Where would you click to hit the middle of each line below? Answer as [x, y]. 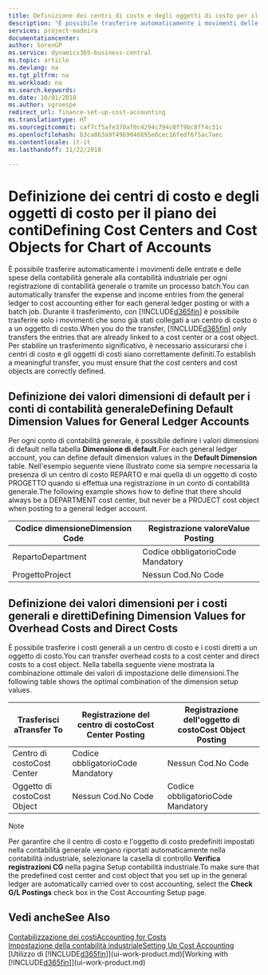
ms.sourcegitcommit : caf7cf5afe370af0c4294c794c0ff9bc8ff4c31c [116, 127]
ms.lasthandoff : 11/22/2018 [55, 150]
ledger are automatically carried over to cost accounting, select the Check [130, 884]
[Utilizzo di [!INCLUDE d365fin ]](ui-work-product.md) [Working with [118, 953]
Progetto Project [42, 575]
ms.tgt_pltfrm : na [39, 75]
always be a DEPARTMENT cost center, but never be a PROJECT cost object [134, 500]
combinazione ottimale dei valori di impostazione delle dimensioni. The [124, 673]
